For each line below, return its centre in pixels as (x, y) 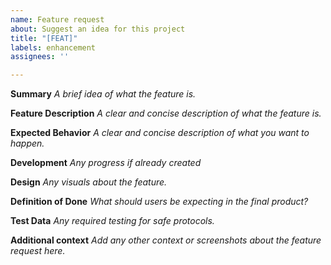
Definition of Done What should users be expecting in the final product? (159, 202)
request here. (38, 251)
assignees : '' (40, 57)
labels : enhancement (53, 47)
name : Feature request (57, 19)
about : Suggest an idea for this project (98, 29)
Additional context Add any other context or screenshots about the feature (166, 240)
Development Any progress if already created (106, 163)
